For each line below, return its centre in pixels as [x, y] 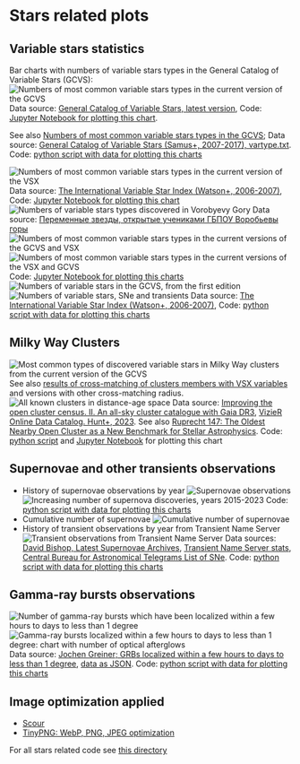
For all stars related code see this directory [88, 751]
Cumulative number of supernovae [86, 519]
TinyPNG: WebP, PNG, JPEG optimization [98, 733]
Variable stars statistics [77, 49]
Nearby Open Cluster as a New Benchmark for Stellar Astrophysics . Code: [146, 430]
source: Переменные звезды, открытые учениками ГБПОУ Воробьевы [144, 219]
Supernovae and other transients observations [142, 469]
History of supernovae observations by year [103, 491]
